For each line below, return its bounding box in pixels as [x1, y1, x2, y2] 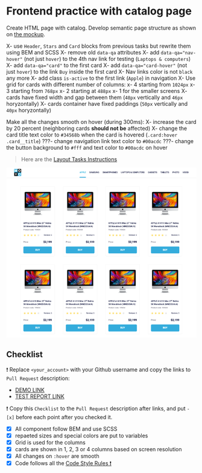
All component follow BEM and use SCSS [14, 425, 118, 433]
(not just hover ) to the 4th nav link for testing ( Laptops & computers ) [24, 55, 191, 62]
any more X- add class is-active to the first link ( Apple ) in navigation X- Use [6, 74, 196, 82]
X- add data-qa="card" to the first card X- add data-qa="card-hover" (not [6, 62, 188, 69]
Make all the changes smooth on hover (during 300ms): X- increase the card [6, 118, 197, 125]
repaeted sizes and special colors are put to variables [14, 432, 148, 439]
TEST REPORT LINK [14, 393, 65, 400]
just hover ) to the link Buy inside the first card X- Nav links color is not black [6, 68, 193, 75]
